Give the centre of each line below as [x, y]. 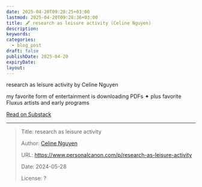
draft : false [23, 51]
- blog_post [27, 46]
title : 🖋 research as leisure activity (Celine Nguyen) [79, 23]
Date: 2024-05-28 [44, 167]
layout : [16, 68]
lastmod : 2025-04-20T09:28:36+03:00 [52, 17]
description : [23, 29]
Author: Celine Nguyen [49, 143]
